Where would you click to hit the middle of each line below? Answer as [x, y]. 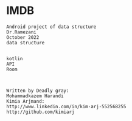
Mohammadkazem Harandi [35, 96]
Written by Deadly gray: [38, 91]
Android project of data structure [51, 27]
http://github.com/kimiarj [40, 112]
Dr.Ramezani [21, 32]
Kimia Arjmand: [26, 101]
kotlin [15, 58]
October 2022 [23, 37]
